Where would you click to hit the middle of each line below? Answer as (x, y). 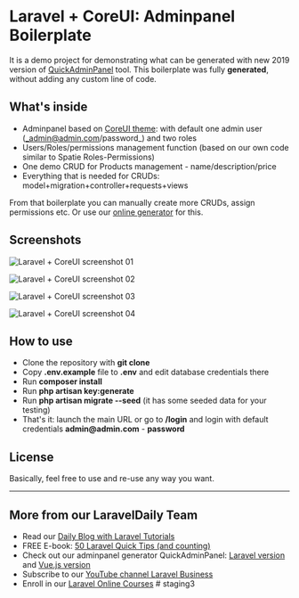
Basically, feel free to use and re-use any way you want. (112, 479)
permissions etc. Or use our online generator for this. (106, 212)
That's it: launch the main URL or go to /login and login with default (145, 420)
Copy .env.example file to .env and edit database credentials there (145, 373)
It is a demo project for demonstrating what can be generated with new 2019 (149, 60)
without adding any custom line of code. (83, 78)
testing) (36, 410)
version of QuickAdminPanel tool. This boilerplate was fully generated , (139, 70)
